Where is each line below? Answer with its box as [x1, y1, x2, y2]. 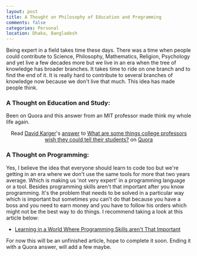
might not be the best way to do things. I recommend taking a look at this [6, 208, 183, 215]
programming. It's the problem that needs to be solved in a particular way [6, 189, 184, 196]
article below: [6, 214, 39, 221]
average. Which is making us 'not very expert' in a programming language [6, 177, 185, 184]
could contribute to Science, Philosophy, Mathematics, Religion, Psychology [6, 53, 190, 60]
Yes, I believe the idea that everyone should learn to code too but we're [6, 164, 179, 171]
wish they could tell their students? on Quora [45, 136, 153, 143]
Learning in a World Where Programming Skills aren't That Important [14, 225, 181, 232]
